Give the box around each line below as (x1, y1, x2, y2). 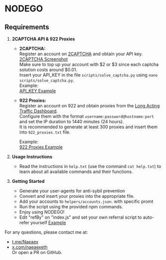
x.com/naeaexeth (11, 244, 48, 250)
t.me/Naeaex (11, 239, 38, 245)
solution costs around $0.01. (19, 67, 78, 73)
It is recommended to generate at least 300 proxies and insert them (19, 124, 158, 130)
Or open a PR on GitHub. (11, 250, 63, 255)
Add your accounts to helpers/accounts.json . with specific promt (19, 198, 154, 204)
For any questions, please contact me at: (4, 229, 88, 235)
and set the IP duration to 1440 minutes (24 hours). (19, 119, 124, 124)
